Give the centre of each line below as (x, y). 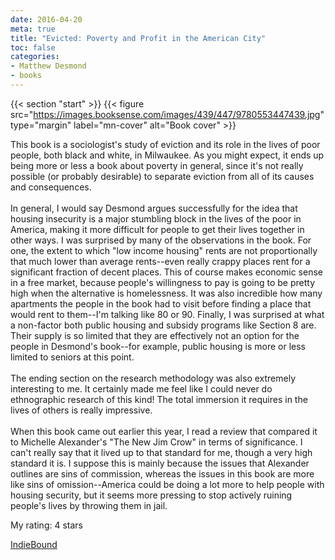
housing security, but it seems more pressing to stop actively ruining (151, 495)
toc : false (33, 47)
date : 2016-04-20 (46, 19)
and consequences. (51, 187)
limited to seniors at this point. (72, 357)
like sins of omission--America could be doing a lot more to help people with (167, 484)
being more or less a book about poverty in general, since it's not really (157, 165)
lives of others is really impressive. (81, 410)
